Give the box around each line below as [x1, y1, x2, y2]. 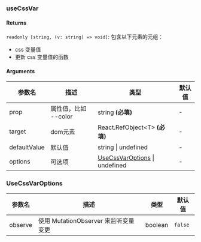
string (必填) [98, 108, 133, 116]
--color [50, 112, 73, 121]
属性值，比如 [50, 104, 87, 113]
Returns [6, 19, 27, 26]
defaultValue [9, 143, 45, 151]
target [9, 127, 26, 136]
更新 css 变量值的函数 [14, 53, 69, 61]
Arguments [6, 67, 35, 74]
